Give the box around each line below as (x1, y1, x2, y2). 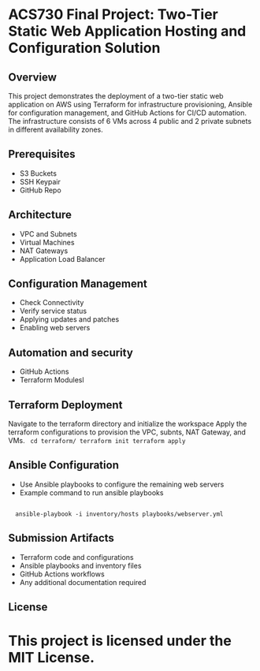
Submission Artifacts (8, 531, 114, 545)
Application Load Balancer (19, 254, 106, 263)
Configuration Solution (8, 39, 161, 57)
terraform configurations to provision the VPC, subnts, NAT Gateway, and (8, 427, 247, 437)
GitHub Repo (19, 185, 61, 195)
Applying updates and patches (19, 315, 120, 324)
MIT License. (8, 649, 95, 667)
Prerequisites (8, 147, 76, 161)
